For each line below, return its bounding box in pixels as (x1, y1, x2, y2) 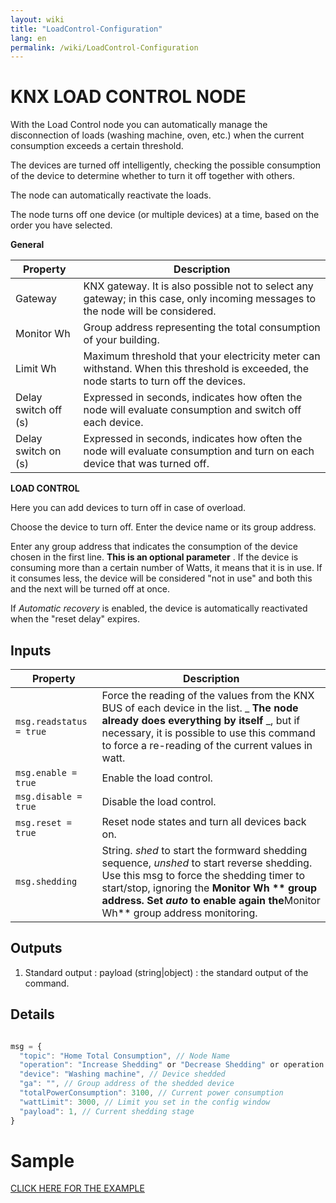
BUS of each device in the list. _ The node (101, 701, 299, 715)
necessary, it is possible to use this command (101, 726, 316, 740)
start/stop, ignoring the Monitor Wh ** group (101, 881, 318, 895)
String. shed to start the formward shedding (101, 844, 308, 857)
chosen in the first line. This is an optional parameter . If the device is (10, 551, 299, 563)
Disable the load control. (101, 795, 217, 808)
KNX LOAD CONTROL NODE (10, 86, 247, 108)
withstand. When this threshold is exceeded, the (83, 362, 310, 376)
